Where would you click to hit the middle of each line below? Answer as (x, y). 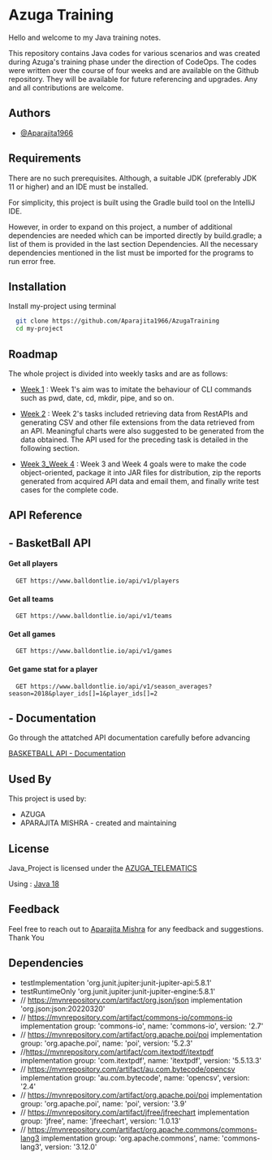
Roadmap (33, 354)
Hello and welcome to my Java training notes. (84, 37)
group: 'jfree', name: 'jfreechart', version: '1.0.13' (100, 1121)
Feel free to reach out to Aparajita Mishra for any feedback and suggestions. (136, 928)
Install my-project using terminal (62, 306)
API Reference (45, 515)
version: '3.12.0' (71, 1146)
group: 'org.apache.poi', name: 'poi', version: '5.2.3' (106, 1043)
